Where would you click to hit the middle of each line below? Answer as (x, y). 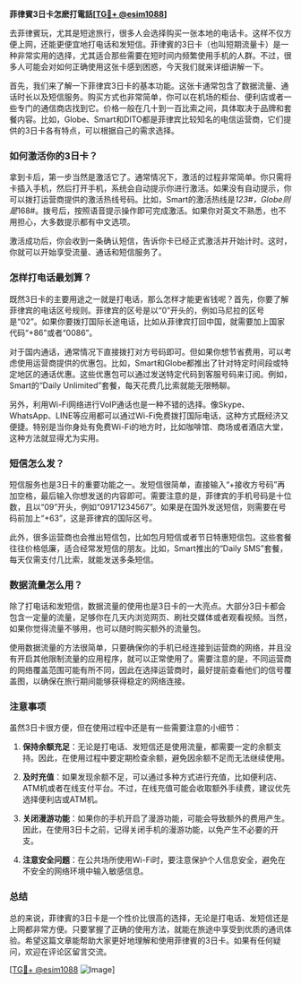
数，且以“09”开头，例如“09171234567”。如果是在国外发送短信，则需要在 (144, 506)
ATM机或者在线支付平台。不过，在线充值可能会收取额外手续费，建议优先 (156, 789)
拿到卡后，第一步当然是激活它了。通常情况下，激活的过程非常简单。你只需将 (150, 177)
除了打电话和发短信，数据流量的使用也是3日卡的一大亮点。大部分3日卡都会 (148, 606)
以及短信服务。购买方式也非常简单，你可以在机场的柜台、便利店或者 (158, 97)
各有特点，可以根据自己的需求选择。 (112, 130)
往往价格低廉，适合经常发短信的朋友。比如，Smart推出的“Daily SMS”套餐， (149, 548)
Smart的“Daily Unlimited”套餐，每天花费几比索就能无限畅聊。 (122, 385)
